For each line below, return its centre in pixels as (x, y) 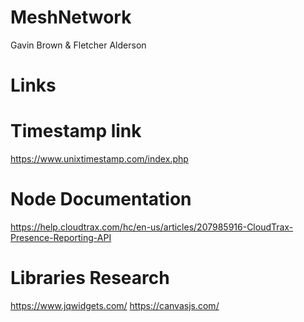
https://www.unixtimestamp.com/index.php (99, 159)
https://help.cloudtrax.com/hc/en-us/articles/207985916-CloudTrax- (152, 227)
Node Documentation (101, 199)
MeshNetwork (71, 17)
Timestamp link (76, 131)
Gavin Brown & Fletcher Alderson (78, 45)
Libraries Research (90, 278)
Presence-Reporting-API (61, 237)
